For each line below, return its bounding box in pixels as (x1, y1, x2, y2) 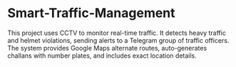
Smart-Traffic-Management (7, 5, 176, 21)
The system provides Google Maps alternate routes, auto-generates (7, 43, 207, 52)
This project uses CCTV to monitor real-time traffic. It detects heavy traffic (7, 29, 227, 37)
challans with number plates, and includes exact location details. (7, 51, 197, 60)
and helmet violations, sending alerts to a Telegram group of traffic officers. (7, 36, 230, 44)
